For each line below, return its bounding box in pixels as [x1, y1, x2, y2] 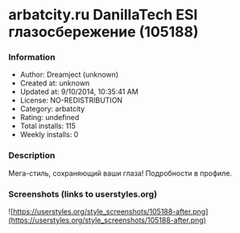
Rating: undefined [19, 113, 80, 123]
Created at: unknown [19, 78, 90, 88]
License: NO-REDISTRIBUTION [19, 95, 123, 106]
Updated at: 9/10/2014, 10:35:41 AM [19, 87, 139, 97]
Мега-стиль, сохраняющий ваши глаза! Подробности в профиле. [8, 168, 232, 178]
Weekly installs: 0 [19, 130, 79, 139]
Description [8, 150, 56, 161]
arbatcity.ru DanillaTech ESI [8, 6, 198, 24]
